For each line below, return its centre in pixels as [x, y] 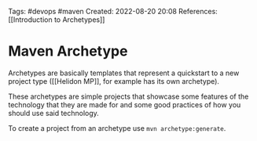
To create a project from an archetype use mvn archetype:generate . [117, 128]
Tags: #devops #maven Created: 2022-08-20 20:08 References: [113, 11]
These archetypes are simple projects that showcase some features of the [128, 96]
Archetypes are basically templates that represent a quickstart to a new [124, 73]
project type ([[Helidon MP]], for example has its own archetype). [114, 81]
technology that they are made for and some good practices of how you [125, 104]
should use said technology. [54, 113]
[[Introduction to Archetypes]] [57, 20]
